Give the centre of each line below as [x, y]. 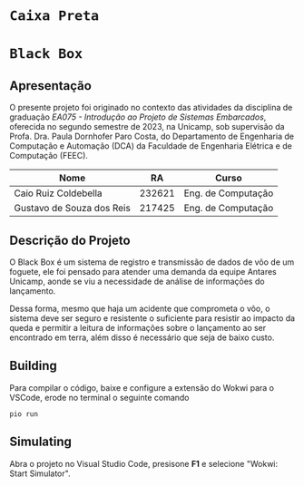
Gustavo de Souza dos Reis [73, 209]
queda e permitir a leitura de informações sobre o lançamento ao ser [138, 328]
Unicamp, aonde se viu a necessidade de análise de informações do [137, 281]
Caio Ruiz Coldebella [58, 193]
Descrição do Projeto [70, 240]
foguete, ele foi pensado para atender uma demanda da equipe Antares [143, 272]
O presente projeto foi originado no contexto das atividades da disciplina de [151, 108]
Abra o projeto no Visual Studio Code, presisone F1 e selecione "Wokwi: [144, 463]
